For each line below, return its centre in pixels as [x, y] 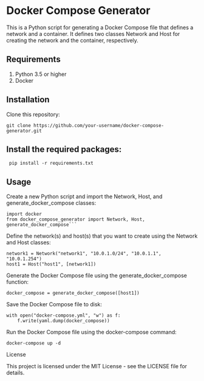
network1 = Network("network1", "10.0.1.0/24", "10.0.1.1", [84, 254]
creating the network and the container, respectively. [72, 40]
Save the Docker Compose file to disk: [54, 304]
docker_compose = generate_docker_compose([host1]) [73, 293]
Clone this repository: [33, 114]
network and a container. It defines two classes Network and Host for [93, 33]
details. [15, 373]
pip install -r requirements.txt [51, 163]
